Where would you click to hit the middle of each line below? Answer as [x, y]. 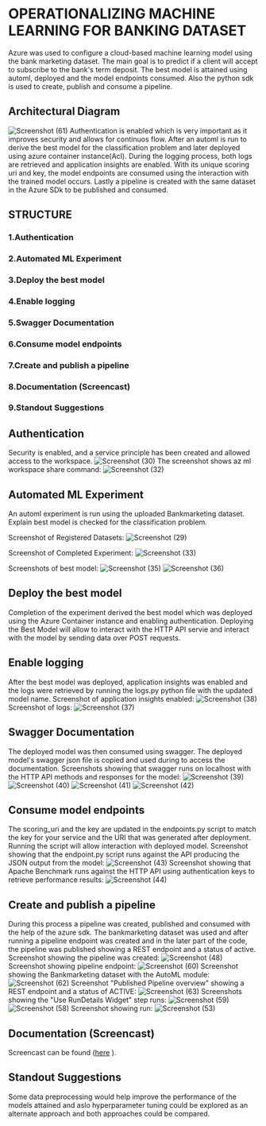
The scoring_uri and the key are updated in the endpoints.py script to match [132, 829]
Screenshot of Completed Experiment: [71, 553]
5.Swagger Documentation [62, 323]
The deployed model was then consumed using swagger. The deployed [125, 751]
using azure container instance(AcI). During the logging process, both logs [130, 156]
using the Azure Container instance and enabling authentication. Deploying [131, 621]
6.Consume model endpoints [65, 344]
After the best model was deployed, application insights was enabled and [128, 682]
